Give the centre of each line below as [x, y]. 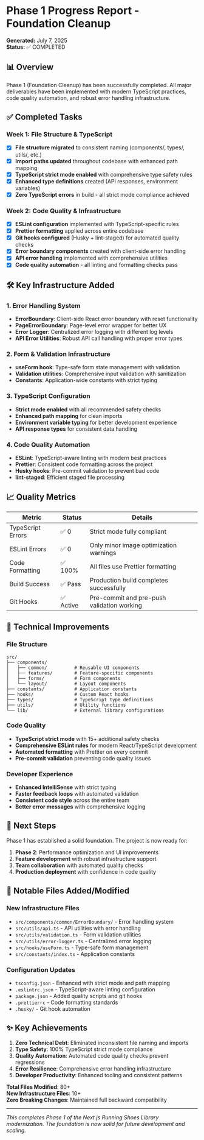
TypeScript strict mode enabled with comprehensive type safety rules [104, 174]
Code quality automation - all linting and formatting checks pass [96, 265]
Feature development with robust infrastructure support [86, 859]
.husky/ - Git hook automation [53, 1008]
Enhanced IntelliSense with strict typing [66, 787]
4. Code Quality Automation [48, 444]
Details [142, 517]
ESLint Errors [28, 549]
